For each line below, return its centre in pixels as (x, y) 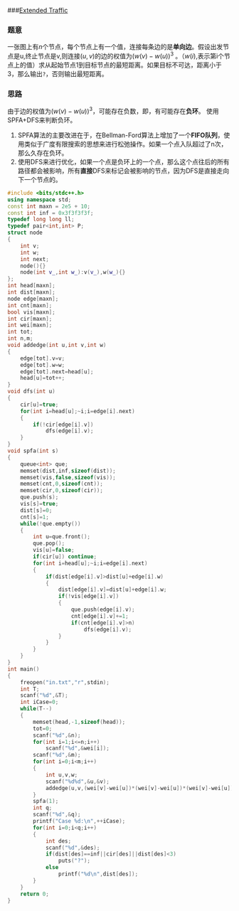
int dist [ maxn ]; (31, 292)
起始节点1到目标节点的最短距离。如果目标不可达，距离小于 (136, 65)
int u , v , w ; (62, 774)
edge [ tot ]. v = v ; (43, 358)
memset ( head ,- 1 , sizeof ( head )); (79, 722)
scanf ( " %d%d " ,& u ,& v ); (78, 782)
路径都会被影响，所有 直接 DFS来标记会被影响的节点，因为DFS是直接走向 (123, 171)
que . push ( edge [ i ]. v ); (103, 610)
